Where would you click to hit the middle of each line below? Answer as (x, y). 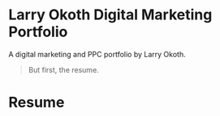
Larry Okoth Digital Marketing (110, 15)
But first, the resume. (63, 69)
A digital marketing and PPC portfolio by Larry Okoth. (97, 54)
